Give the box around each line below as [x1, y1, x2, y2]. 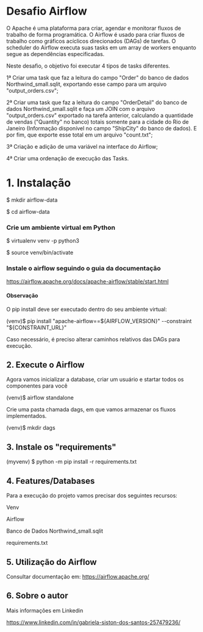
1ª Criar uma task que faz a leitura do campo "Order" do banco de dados [6, 74, 189, 81]
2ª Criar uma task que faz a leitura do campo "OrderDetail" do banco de [6, 99, 188, 106]
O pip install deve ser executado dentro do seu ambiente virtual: [6, 305, 167, 313]
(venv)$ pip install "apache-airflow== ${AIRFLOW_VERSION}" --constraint [6, 317, 192, 324]
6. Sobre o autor [6, 591, 68, 601]
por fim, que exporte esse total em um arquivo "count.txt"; [6, 131, 153, 138]
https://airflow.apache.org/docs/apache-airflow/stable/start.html [6, 278, 169, 285]
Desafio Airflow [6, 4, 87, 18]
